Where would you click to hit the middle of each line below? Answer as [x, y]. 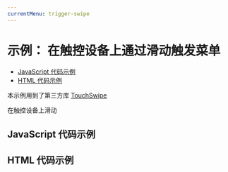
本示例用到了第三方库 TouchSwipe [57, 95]
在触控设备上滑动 [32, 110]
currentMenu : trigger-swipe [49, 14]
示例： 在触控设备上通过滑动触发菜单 [114, 51]
